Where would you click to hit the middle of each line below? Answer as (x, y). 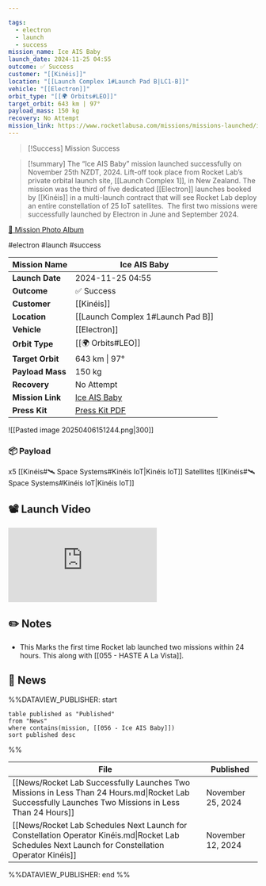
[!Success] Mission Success (74, 148)
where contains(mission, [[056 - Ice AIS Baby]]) (92, 728)
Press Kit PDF (101, 410)
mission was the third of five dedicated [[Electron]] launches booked (139, 189)
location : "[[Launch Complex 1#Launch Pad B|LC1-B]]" (99, 81)
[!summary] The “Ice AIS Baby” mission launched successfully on (135, 163)
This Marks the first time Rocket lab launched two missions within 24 (132, 646)
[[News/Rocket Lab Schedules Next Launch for (100, 825)
